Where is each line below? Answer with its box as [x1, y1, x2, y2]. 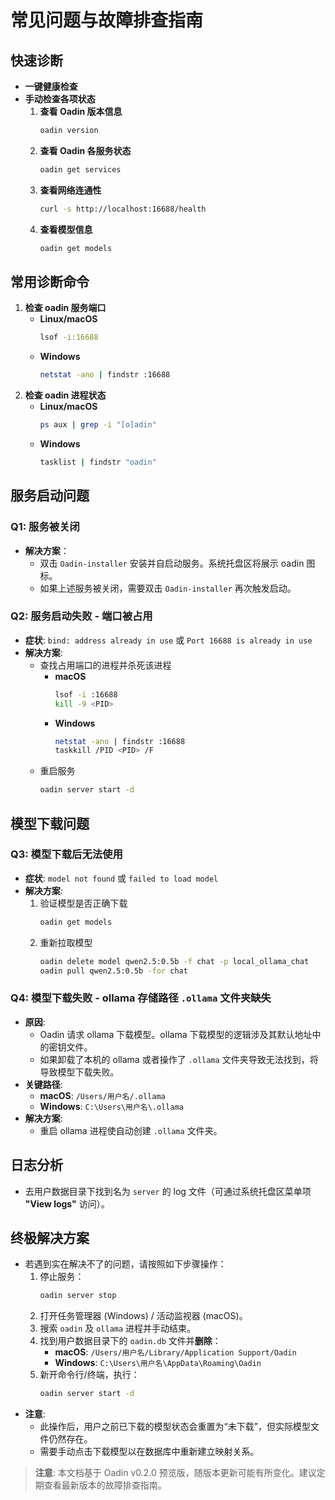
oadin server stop [39, 1291, 117, 1301]
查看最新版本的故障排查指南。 [43, 1479, 167, 1491]
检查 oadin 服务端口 [24, 302, 107, 314]
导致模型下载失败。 [39, 1066, 120, 1078]
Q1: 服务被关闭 [10, 520, 80, 534]
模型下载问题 [10, 815, 90, 832]
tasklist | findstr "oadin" [39, 457, 157, 467]
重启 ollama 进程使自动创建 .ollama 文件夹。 [39, 1124, 223, 1136]
